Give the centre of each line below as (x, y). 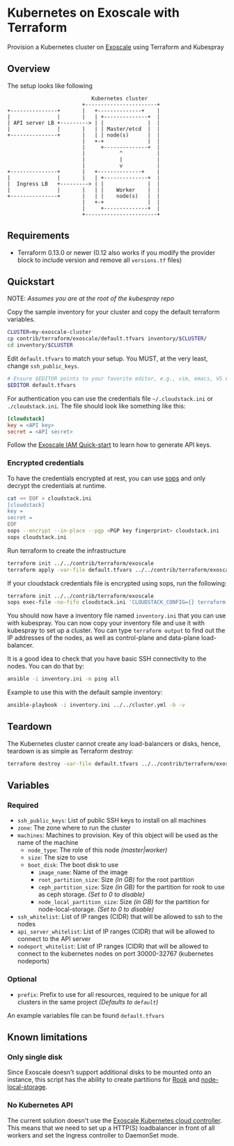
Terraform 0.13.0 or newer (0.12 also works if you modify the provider (116, 252)
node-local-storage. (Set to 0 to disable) (96, 909)
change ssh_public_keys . (43, 366)
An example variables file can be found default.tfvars (86, 1015)
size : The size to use (58, 857)
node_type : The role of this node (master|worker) (97, 850)
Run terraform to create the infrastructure (67, 550)
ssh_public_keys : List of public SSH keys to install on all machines (112, 820)
